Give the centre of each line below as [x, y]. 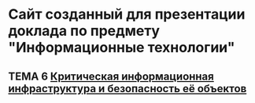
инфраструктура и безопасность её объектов [128, 89]
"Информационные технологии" [122, 48]
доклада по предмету [84, 31]
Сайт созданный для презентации [127, 14]
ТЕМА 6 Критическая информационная [111, 76]
